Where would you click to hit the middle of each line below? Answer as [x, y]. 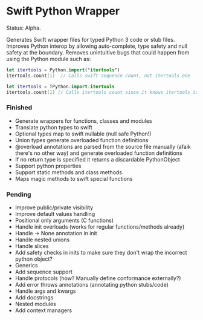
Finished [19, 108]
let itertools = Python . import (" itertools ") [63, 70]
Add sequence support [43, 272]
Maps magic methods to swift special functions [74, 178]
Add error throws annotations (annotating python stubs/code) [92, 285]
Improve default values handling [55, 214]
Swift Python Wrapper [63, 11]
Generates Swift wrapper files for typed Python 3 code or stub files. [91, 39]
